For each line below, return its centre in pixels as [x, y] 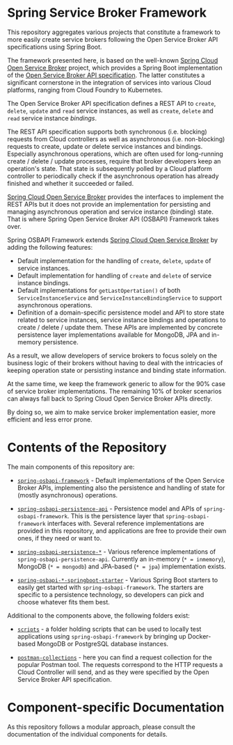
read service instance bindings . [52, 118]
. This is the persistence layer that [116, 515]
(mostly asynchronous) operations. [67, 495]
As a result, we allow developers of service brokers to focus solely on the [112, 355]
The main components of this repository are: [71, 467]
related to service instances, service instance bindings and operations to [121, 320]
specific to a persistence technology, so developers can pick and [111, 594]
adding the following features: [50, 247]
